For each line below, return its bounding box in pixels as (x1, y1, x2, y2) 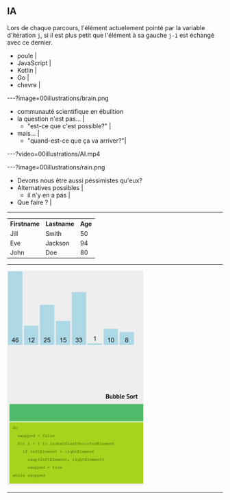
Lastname (45, 219, 75, 228)
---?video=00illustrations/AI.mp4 (7, 150, 101, 158)
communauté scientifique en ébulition (16, 107, 124, 115)
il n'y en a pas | (27, 191, 71, 199)
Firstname (10, 219, 40, 228)
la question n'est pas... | (16, 115, 85, 123)
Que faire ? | (16, 198, 52, 206)
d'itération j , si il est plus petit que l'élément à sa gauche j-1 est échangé (7, 31, 215, 39)
